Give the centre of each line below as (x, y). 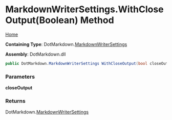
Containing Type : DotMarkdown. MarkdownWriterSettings (66, 44)
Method (97, 20)
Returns (15, 101)
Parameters (20, 77)
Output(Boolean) (42, 20)
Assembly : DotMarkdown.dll (36, 54)
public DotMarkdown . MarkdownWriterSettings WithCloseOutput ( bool (76, 63)
